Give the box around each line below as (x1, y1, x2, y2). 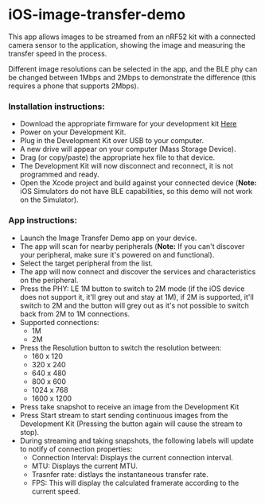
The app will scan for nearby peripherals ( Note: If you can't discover (19, 241, 245, 251)
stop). (19, 427, 40, 436)
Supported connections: (19, 317, 99, 327)
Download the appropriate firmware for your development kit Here (19, 119, 237, 129)
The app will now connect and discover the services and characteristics (19, 266, 256, 276)
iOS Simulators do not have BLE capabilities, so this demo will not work (19, 187, 253, 196)
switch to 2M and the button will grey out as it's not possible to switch (19, 300, 249, 310)
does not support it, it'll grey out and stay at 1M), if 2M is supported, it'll (19, 292, 255, 301)
